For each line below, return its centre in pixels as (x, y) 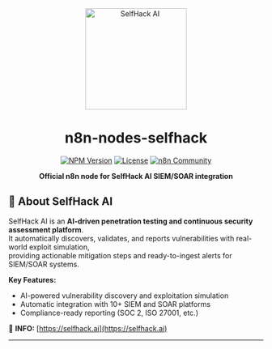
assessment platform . (46, 229)
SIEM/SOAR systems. (44, 264)
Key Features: (32, 279)
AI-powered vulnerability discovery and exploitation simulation (124, 296)
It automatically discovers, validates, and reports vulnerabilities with (121, 238)
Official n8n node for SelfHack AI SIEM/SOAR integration (136, 176)
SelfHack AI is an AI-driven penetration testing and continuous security (131, 221)
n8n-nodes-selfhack (136, 138)
